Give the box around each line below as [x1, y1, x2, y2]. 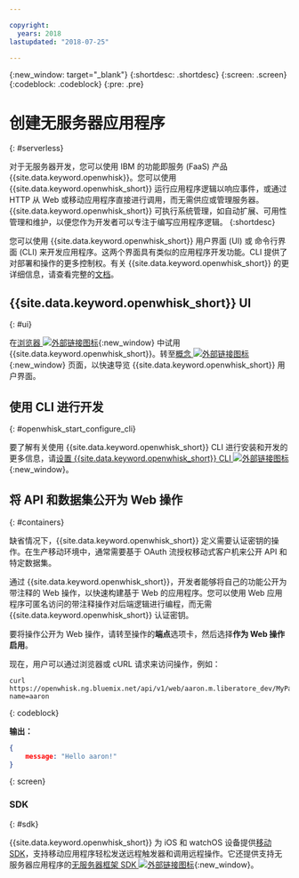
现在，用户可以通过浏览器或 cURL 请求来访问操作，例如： [9, 658, 221, 669]
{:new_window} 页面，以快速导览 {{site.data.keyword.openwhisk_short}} [9, 359, 276, 370]
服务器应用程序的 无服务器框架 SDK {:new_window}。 [9, 859, 259, 870]
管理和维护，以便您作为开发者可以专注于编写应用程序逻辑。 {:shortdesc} [9, 217, 276, 228]
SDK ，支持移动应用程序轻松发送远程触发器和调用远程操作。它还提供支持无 [9, 848, 283, 858]
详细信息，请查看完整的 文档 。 [9, 269, 118, 280]
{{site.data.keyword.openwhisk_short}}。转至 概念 [9, 349, 191, 359]
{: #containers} [9, 517, 65, 528]
